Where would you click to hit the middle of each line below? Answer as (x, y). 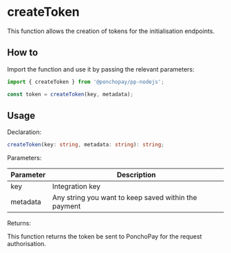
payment (66, 206)
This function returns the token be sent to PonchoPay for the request (104, 236)
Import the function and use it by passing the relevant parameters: (101, 69)
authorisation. (27, 244)
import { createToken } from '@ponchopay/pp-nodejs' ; (86, 82)
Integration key (76, 186)
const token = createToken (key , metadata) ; (70, 94)
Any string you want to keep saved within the (124, 198)
